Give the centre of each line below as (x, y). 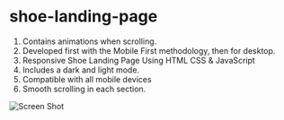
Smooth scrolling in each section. (84, 89)
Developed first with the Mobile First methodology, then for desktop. (149, 50)
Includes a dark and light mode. (81, 70)
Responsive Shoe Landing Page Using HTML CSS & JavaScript (139, 60)
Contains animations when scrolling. (89, 41)
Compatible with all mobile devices (87, 79)
